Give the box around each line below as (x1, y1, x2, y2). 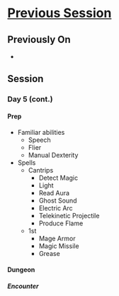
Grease (38, 249, 60, 257)
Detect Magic (38, 173, 79, 182)
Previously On (7, 34, 71, 46)
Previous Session (7, 5, 112, 21)
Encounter (7, 282, 39, 290)
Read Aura (38, 188, 69, 197)
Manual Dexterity (28, 150, 79, 159)
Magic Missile (38, 241, 79, 250)
